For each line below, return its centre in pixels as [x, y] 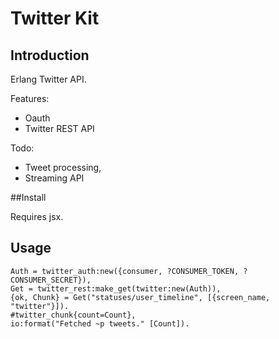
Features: [30, 98]
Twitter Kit [55, 18]
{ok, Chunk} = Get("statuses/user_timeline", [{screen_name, [140, 297]
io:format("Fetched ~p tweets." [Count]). [100, 323]
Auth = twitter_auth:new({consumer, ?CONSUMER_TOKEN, [125, 271]
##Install [28, 197]
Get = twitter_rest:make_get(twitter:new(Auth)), [116, 288]
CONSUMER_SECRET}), [51, 280]
